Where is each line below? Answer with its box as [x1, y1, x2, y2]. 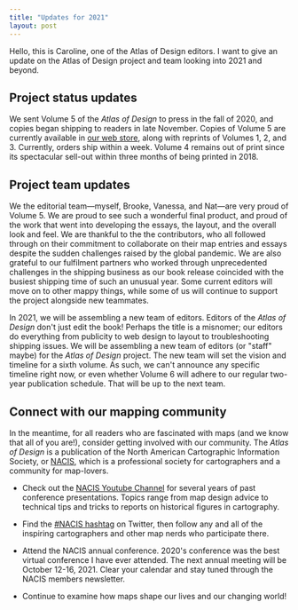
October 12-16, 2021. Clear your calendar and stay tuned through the [21, 564, 273, 574]
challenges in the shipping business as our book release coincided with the [9, 267, 284, 278]
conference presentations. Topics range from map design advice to [21, 492, 269, 503]
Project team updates [9, 177, 130, 192]
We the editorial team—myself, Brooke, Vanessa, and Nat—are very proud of [9, 201, 289, 211]
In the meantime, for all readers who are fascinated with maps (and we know [9, 427, 289, 438]
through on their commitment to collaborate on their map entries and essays [9, 239, 287, 250]
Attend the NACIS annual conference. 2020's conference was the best [21, 545, 280, 556]
